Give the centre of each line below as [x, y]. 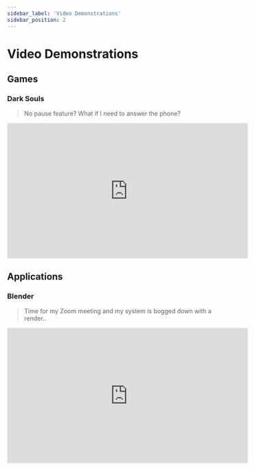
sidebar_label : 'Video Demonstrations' [64, 13]
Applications [35, 277]
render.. [35, 318]
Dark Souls [26, 99]
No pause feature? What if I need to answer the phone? [102, 113]
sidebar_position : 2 [37, 20]
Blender [21, 296]
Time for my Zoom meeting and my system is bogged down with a [118, 311]
